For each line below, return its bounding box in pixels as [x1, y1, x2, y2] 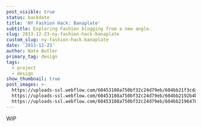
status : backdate [6, 14, 50, 20]
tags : [6, 59, 20, 65]
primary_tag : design [6, 54, 58, 60]
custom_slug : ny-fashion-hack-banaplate [6, 37, 109, 43]
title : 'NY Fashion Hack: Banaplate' [6, 20, 101, 26]
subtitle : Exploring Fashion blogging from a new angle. [6, 25, 152, 32]
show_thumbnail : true [6, 76, 61, 82]
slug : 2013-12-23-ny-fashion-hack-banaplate [6, 31, 120, 37]
